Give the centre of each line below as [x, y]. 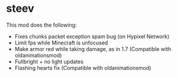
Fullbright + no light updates [49, 62]
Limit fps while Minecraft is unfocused [61, 43]
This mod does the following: [41, 25]
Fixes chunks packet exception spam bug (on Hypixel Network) [92, 36]
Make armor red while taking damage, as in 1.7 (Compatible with [93, 49]
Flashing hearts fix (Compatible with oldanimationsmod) [83, 68]
